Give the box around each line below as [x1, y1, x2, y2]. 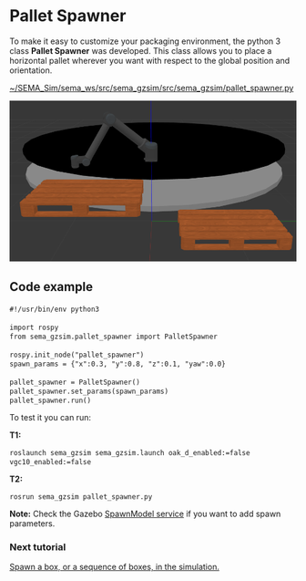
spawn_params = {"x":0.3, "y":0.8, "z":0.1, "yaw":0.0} [9, 359, 226, 368]
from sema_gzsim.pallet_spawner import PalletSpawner [9, 332, 219, 341]
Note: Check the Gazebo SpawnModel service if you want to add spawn [9, 508, 281, 519]
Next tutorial [9, 540, 66, 553]
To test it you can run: [9, 411, 91, 422]
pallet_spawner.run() [9, 396, 92, 405]
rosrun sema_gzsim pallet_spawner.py [9, 492, 153, 502]
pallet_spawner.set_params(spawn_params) [9, 387, 169, 396]
